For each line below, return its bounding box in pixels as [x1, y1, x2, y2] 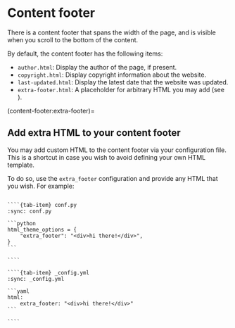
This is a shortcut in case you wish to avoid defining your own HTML [7, 153, 206, 161]
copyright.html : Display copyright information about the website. [17, 70, 207, 79]
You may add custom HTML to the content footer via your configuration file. [7, 146, 227, 154]
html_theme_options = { [7, 226, 77, 233]
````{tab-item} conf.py [7, 201, 77, 208]
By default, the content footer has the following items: [7, 49, 163, 58]
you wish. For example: [7, 182, 75, 190]
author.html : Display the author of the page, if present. [17, 63, 177, 71]
